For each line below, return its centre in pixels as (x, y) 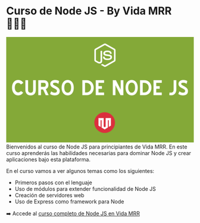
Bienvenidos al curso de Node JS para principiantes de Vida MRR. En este (97, 147)
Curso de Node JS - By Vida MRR (89, 11)
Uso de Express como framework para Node (69, 202)
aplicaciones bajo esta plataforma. (49, 160)
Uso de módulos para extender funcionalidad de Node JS (85, 189)
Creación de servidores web (49, 196)
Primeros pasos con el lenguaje (53, 182)
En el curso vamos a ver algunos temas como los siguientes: (80, 171)
